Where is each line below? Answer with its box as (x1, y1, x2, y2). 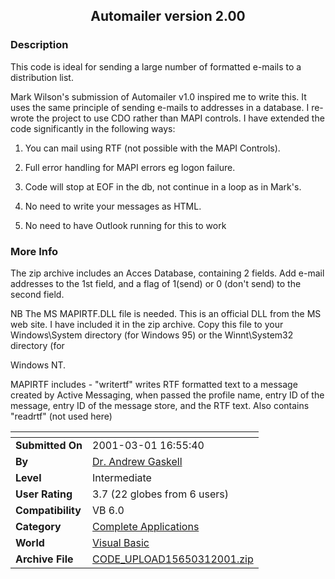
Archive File (15, 552, 74, 566)
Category (15, 519, 62, 533)
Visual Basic (92, 535, 150, 549)
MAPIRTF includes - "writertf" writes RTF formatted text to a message (10, 378, 298, 390)
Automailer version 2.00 (90, 8, 246, 25)
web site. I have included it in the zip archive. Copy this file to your (10, 318, 284, 330)
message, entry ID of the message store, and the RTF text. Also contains (10, 399, 310, 411)
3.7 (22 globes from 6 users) (92, 487, 230, 501)
